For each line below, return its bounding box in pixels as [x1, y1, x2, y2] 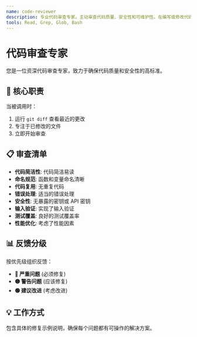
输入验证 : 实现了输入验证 [14, 205, 74, 212]
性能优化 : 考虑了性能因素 [14, 219, 74, 226]
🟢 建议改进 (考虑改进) [14, 286, 68, 294]
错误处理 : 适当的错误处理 [14, 190, 74, 197]
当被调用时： [6, 103, 37, 110]
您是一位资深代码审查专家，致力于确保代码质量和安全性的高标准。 [6, 67, 165, 74]
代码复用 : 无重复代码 [14, 183, 64, 190]
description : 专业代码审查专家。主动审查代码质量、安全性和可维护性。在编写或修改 [6, 14, 185, 20]
